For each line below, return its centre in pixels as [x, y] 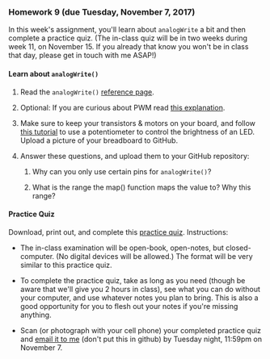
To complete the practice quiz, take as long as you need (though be [133, 280]
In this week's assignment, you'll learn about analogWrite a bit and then [127, 30]
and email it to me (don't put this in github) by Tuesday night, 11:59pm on [141, 339]
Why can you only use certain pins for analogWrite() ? [122, 171]
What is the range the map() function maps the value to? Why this [141, 187]
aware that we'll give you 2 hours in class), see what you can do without [140, 289]
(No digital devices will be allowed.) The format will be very [154, 256]
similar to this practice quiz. [66, 265]
